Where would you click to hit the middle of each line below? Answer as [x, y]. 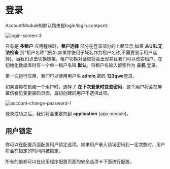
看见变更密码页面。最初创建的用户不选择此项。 [63, 93]
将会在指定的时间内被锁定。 [34, 151]
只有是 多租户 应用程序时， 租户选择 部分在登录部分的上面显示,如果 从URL [82, 46]
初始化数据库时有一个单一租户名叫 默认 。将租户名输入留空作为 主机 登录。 [83, 65]
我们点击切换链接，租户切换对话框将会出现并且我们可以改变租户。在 [91, 58]
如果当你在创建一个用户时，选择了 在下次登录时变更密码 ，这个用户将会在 [81, 86]
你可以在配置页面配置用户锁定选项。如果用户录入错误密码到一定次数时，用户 [85, 144]
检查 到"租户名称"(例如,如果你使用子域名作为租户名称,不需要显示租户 [81, 52]
